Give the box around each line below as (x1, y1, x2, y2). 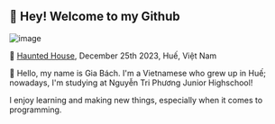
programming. (9, 104, 62, 115)
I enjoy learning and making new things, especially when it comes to (9, 94, 263, 105)
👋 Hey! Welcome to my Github (9, 9, 180, 24)
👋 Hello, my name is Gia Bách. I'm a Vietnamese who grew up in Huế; (9, 67, 267, 78)
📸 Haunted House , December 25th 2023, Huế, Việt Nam (9, 50, 217, 61)
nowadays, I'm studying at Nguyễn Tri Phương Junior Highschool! (9, 77, 253, 88)
